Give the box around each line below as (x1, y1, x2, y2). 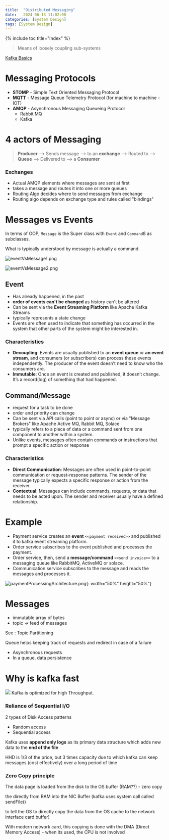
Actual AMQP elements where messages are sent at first (12, 180, 130, 186)
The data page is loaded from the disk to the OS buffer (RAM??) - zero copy (5, 783, 162, 789)
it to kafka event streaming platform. (12, 538, 88, 544)
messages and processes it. (12, 571, 71, 577)
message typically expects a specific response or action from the (12, 477, 148, 483)
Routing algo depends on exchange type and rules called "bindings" (12, 196, 154, 202)
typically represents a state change (12, 315, 86, 321)
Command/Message (5, 391, 70, 400)
